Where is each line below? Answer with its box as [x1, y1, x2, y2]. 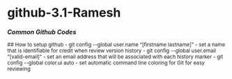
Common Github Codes [7, 28, 77, 36]
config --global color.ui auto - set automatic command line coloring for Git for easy [7, 59, 206, 67]
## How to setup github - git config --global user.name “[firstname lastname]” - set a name [7, 41, 226, 48]
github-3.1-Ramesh [7, 5, 121, 21]
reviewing [7, 65, 31, 72]
